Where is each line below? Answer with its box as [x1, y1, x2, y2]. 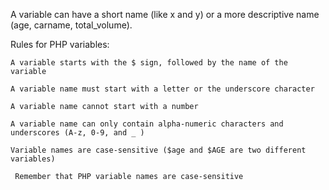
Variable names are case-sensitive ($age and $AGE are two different [10, 145, 307, 155]
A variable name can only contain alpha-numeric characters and [10, 119, 284, 129]
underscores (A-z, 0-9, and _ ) [10, 128, 145, 138]
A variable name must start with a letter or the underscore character [10, 84, 315, 94]
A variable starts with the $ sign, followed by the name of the [10, 58, 288, 68]
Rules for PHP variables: [10, 39, 110, 50]
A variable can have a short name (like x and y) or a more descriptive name [10, 9, 320, 20]
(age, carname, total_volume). [10, 19, 133, 31]
